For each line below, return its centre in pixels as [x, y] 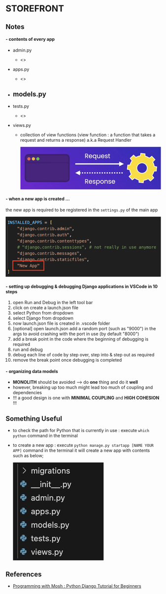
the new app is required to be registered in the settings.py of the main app [82, 210]
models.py [29, 94]
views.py [22, 125]
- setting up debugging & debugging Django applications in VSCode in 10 [82, 286]
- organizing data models [32, 371]
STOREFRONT [35, 9]
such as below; [28, 456]
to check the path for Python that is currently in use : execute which [81, 431]
